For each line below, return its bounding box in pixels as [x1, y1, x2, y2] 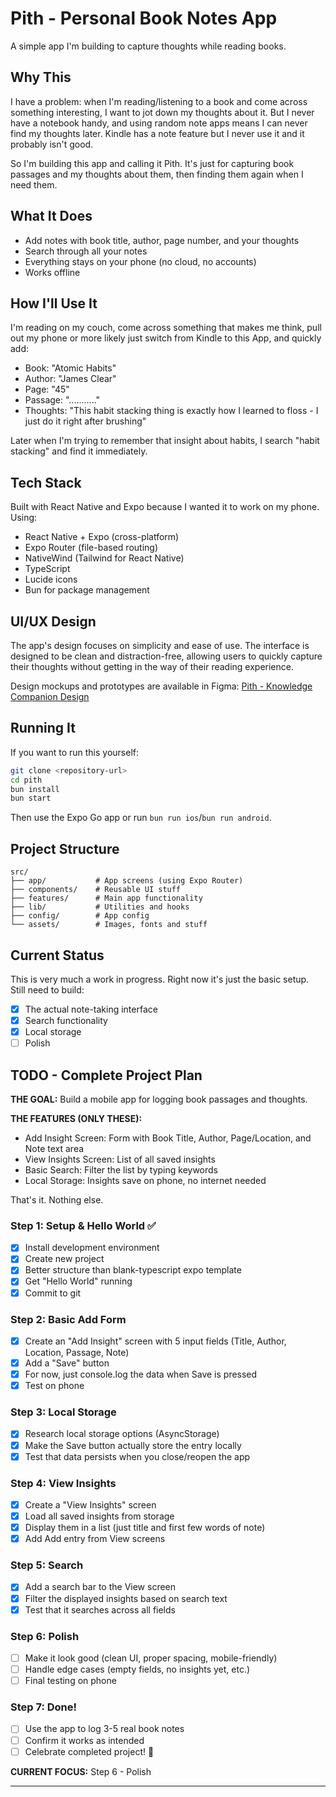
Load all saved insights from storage [24, 1510, 175, 1522]
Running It [10, 720, 76, 737]
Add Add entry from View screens [24, 1533, 166, 1545]
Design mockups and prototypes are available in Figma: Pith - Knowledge [10, 680, 313, 692]
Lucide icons [24, 573, 78, 586]
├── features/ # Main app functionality [10, 893, 203, 904]
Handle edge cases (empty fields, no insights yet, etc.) [24, 1663, 251, 1676]
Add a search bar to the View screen [24, 1581, 177, 1593]
